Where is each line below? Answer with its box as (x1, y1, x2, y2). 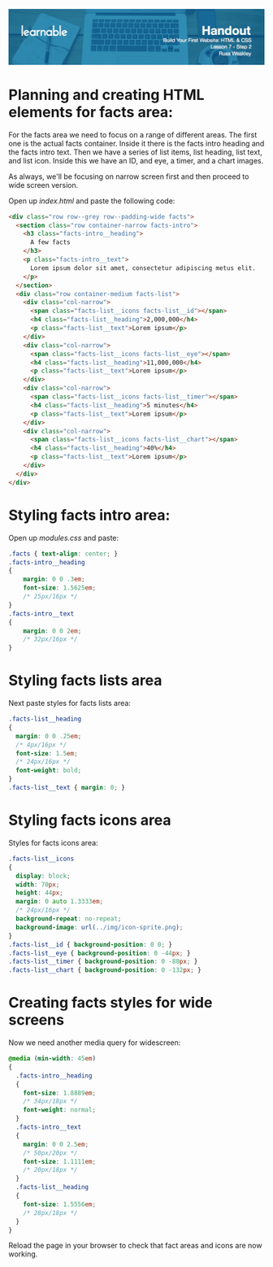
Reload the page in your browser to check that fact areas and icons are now (8, 1241, 262, 1251)
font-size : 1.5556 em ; (23, 1200, 96, 1208)
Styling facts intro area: (8, 506, 171, 525)
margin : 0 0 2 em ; (23, 627, 82, 635)
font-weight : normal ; (23, 1106, 96, 1114)
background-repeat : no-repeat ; (15, 915, 122, 923)
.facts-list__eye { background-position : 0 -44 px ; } (8, 949, 191, 957)
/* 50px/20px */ (23, 1148, 79, 1157)
